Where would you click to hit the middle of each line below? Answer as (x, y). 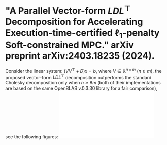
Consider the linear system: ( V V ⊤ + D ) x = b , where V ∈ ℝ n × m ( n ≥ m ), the (83, 70)
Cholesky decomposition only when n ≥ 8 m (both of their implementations (83, 83)
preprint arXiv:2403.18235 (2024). (80, 56)
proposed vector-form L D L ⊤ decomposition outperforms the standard (78, 77)
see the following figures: (32, 137)
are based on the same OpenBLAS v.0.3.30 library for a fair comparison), (81, 88)
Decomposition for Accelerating (74, 22)
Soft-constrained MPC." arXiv (70, 45)
